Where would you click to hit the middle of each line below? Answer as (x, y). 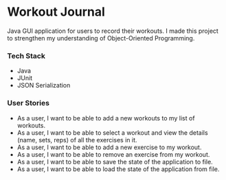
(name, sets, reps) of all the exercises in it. (77, 140)
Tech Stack (26, 55)
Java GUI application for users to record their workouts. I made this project (113, 31)
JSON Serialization (44, 86)
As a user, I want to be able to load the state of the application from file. (118, 169)
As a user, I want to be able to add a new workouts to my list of (106, 118)
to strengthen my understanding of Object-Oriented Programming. (101, 38)
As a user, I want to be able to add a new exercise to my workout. (109, 147)
